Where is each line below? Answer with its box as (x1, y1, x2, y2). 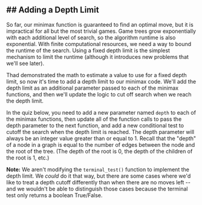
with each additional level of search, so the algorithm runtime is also (6, 33, 176, 41)
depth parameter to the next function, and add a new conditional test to (6, 121, 184, 129)
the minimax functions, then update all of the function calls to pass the (6, 115, 182, 123)
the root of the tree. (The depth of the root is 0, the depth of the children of (6, 147, 193, 155)
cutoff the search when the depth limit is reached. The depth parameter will (6, 128, 195, 135)
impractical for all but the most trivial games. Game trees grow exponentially (6, 27, 197, 35)
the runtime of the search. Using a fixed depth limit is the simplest (6, 47, 171, 54)
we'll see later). (6, 59, 44, 67)
